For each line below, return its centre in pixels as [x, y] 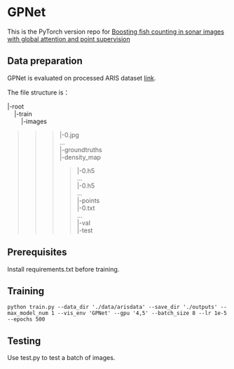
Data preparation [45, 61]
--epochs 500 [26, 319]
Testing [24, 341]
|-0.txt [86, 208]
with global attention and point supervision [69, 39]
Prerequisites [37, 252]
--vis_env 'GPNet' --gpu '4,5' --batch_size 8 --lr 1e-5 [142, 313]
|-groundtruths [81, 149]
